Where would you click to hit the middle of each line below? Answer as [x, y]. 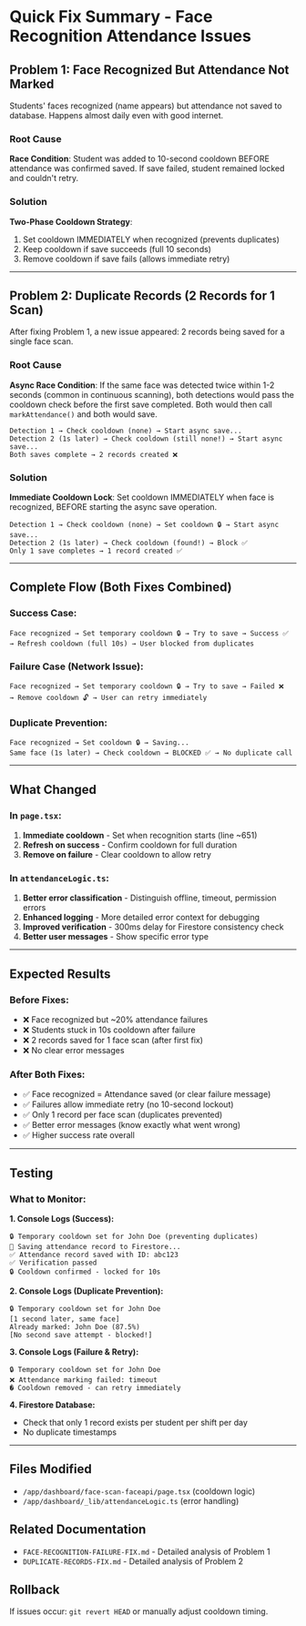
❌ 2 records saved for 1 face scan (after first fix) [112, 1040]
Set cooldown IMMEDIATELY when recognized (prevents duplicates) [151, 239]
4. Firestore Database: [52, 1405]
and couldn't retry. [44, 178]
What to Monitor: [48, 1199]
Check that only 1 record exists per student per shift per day [135, 1422]
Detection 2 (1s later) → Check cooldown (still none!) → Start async [146, 439]
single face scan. [41, 341]
